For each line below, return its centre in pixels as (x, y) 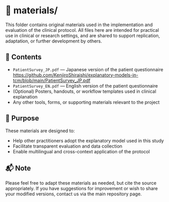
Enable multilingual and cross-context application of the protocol (81, 151)
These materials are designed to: (40, 131)
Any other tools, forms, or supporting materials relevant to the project (86, 102)
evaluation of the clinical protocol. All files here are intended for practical (82, 30)
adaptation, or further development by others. (54, 41)
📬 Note (18, 168)
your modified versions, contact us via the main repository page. (74, 194)
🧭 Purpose (22, 118)
